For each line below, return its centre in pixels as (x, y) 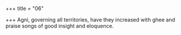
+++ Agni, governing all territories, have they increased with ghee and (90, 20)
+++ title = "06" (25, 8)
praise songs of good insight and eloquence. (60, 26)
